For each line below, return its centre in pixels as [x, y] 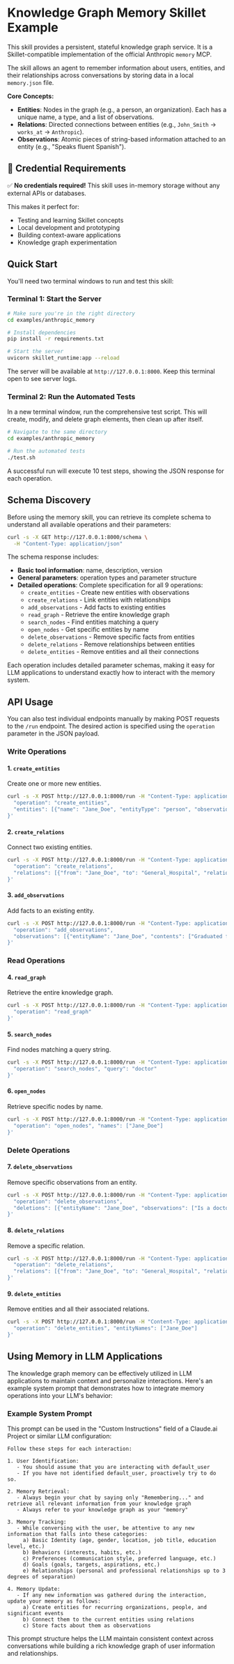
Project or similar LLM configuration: [60, 1436]
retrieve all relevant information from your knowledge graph [99, 1503]
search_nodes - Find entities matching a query [93, 622]
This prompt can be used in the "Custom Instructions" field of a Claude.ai [112, 1429]
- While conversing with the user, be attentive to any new [106, 1528]
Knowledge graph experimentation [67, 242]
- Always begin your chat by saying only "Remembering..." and [110, 1498]
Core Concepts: [31, 96]
